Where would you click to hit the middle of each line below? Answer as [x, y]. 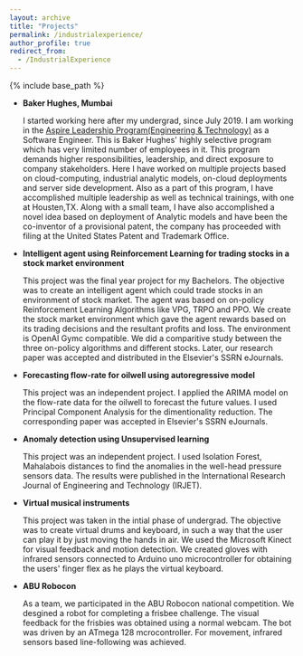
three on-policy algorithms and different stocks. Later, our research [147, 348]
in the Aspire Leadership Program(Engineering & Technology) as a [146, 130]
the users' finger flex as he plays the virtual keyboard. [123, 568]
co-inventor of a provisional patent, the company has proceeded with [151, 226]
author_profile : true [50, 43]
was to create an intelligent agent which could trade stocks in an [142, 290]
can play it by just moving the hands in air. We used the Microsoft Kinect [157, 540]
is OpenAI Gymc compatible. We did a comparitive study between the [152, 338]
